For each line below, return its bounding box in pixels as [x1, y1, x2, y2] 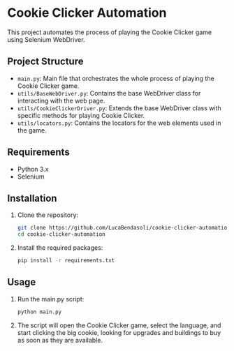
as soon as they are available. [17, 336, 103, 344]
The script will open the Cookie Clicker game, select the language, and [17, 321, 221, 329]
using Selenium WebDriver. [7, 35, 85, 43]
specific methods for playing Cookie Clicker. [17, 111, 145, 119]
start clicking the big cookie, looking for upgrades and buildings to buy [17, 328, 221, 336]
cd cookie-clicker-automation [17, 231, 106, 238]
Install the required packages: [17, 244, 103, 252]
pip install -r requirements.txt [17, 257, 115, 264]
